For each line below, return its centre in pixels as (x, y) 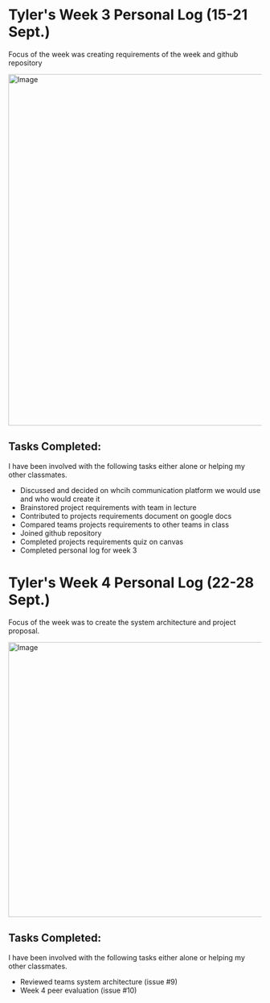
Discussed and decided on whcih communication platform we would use (140, 490)
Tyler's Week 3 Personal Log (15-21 (128, 15)
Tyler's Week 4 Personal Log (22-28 (131, 582)
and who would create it (60, 499)
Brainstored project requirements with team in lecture (108, 507)
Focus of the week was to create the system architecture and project (122, 622)
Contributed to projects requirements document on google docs (126, 516)
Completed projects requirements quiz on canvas (101, 541)
